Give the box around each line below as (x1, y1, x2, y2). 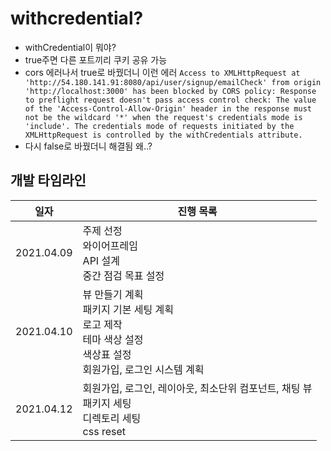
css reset (82, 424, 127, 438)
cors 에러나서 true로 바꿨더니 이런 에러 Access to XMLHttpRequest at (24, 66, 301, 78)
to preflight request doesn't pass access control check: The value (24, 95, 317, 105)
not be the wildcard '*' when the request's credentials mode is (24, 112, 303, 122)
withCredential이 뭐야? (24, 41, 117, 53)
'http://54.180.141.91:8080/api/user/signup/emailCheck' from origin (24, 77, 322, 87)
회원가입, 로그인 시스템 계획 (82, 362, 205, 376)
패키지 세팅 (82, 396, 132, 410)
